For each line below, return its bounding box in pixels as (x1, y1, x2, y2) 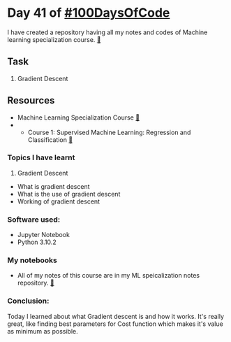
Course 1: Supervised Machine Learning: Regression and (27, 128, 191, 136)
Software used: (7, 215, 61, 225)
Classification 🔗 (27, 135, 73, 144)
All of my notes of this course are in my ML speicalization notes (17, 271, 200, 280)
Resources (7, 94, 55, 106)
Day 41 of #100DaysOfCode (7, 5, 170, 21)
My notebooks (7, 255, 57, 265)
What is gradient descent (17, 182, 90, 190)
